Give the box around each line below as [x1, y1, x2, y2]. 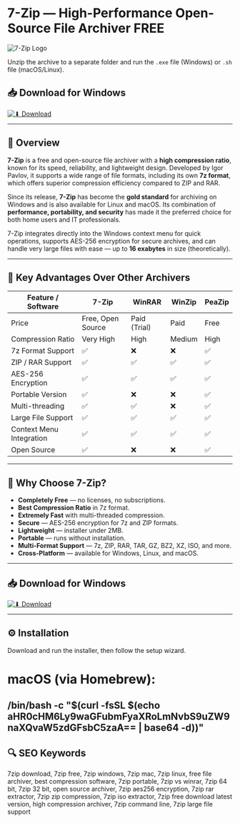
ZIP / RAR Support [11, 357, 72, 367]
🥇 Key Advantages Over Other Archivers [7, 271, 191, 284]
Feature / [27, 293, 59, 303]
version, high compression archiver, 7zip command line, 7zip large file [7, 800, 213, 809]
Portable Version [11, 389, 67, 399]
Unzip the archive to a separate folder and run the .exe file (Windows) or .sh [7, 57, 232, 66]
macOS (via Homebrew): [7, 672, 156, 687]
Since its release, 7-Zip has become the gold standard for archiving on [7, 192, 217, 201]
